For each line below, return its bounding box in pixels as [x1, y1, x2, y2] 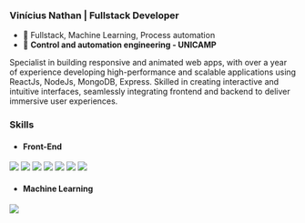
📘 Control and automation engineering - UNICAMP [22, 39, 217, 50]
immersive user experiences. [9, 96, 118, 106]
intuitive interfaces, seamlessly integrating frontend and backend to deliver [9, 86, 290, 97]
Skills [9, 118, 35, 131]
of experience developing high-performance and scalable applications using [9, 66, 297, 77]
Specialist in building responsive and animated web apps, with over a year [9, 57, 288, 68]
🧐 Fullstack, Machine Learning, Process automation [22, 30, 216, 41]
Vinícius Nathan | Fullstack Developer [9, 9, 179, 22]
